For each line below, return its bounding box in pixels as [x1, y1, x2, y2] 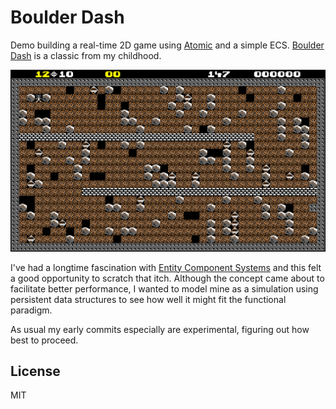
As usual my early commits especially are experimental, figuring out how [10, 323, 310, 335]
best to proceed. [10, 334, 79, 346]
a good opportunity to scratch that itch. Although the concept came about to [10, 272, 325, 284]
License [10, 363, 61, 380]
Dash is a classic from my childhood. [10, 49, 162, 61]
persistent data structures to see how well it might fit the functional [10, 293, 287, 305]
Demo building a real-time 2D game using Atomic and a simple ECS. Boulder [10, 39, 325, 51]
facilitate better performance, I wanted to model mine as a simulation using [10, 282, 319, 295]
